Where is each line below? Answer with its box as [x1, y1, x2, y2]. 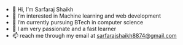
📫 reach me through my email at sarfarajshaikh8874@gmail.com [12, 32, 177, 39]
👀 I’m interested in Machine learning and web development [12, 12, 162, 19]
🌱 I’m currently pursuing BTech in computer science [12, 19, 144, 26]
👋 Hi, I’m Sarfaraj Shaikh [12, 6, 74, 13]
